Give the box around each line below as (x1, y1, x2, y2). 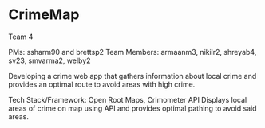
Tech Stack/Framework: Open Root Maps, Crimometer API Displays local (8, 95, 247, 104)
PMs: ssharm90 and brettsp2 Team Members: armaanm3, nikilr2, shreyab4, (8, 47, 257, 56)
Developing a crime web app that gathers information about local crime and (8, 71, 257, 80)
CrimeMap (8, 6, 80, 24)
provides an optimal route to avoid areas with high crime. (8, 80, 196, 89)
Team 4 (8, 32, 34, 41)
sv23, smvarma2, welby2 (8, 56, 91, 65)
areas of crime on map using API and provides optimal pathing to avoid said (8, 103, 257, 113)
